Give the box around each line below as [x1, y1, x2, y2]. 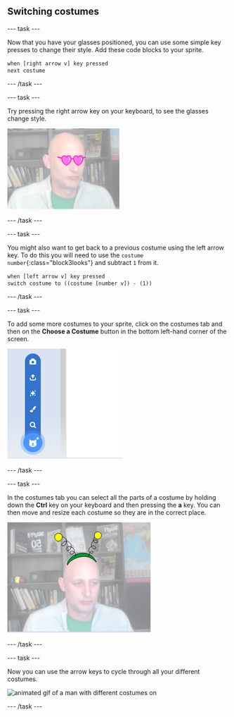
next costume [7, 67, 46, 74]
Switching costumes [7, 6, 100, 18]
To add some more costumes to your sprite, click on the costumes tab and [7, 319, 223, 328]
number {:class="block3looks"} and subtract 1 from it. [7, 258, 160, 266]
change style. [7, 114, 47, 123]
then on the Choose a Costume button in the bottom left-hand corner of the [7, 327, 227, 336]
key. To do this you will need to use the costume [7, 250, 144, 259]
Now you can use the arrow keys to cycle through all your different [7, 667, 200, 675]
